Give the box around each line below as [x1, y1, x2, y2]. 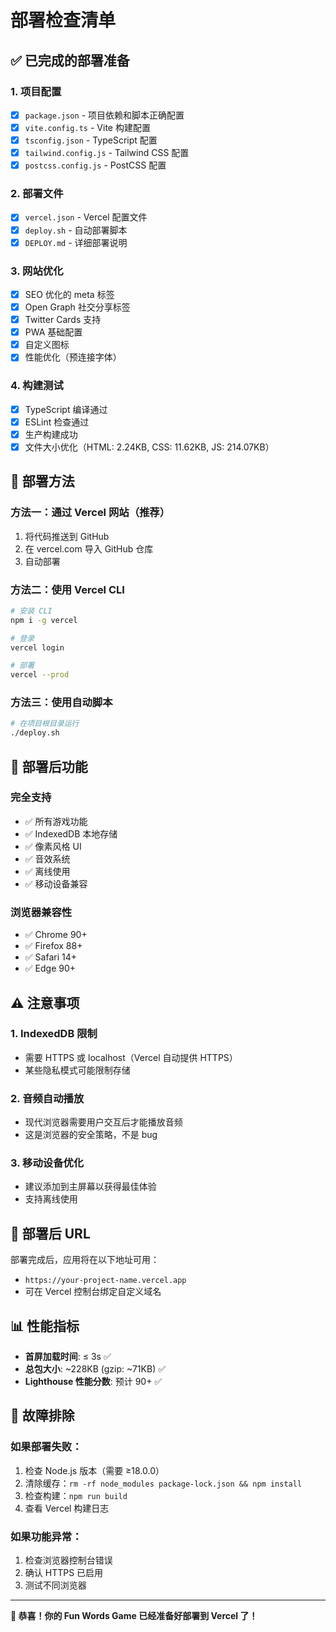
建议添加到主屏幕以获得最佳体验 [24, 1181, 157, 1193]
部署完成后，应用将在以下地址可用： [10, 1254, 160, 1266]
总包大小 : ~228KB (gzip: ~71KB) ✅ [24, 1363, 167, 1375]
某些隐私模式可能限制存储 [24, 1064, 131, 1076]
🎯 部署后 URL [10, 1225, 91, 1242]
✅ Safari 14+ [24, 951, 77, 963]
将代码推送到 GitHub [24, 530, 110, 542]
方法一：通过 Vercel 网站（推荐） [10, 506, 171, 520]
